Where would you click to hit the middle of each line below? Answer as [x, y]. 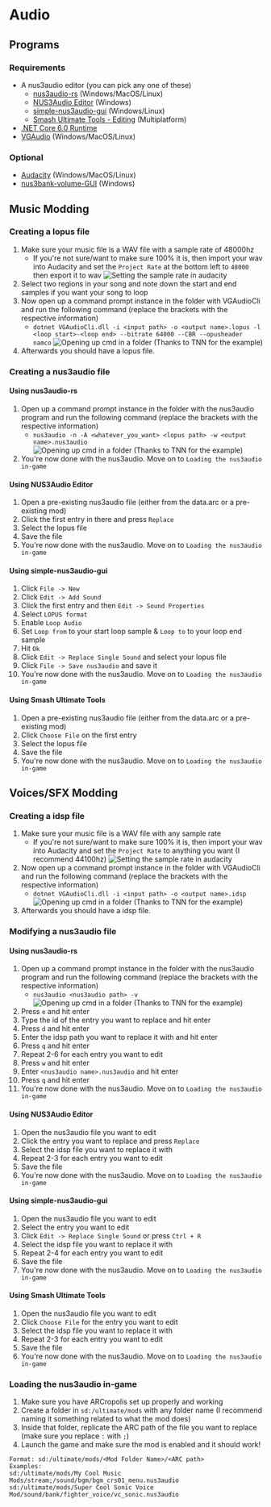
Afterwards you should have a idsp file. [86, 911]
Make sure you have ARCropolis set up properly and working [122, 1402]
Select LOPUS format [54, 614]
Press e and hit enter [55, 1012]
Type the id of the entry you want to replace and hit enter [116, 1020]
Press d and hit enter [55, 1029]
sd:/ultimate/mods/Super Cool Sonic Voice [81, 1488]
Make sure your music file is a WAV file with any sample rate [121, 833]
